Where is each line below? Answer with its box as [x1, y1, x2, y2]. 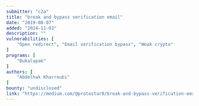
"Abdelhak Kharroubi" [17, 74, 70, 80]
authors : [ [6, 69, 33, 75]
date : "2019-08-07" [6, 19, 54, 25]
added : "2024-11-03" [6, 25, 57, 31]
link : [6, 91, 20, 97]
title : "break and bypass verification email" [6, 14, 123, 20]
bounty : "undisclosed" [6, 85, 62, 91]
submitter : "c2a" [6, 8, 49, 15]
